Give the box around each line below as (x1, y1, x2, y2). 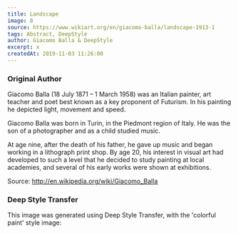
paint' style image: (7, 218, 62, 227)
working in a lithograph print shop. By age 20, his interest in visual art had (7, 148, 224, 157)
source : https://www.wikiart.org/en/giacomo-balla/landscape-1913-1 (7, 24, 215, 31)
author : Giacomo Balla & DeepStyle (7, 37, 113, 44)
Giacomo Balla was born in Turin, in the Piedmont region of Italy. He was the (7, 119, 231, 128)
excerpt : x (7, 44, 40, 51)
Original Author (7, 73, 62, 83)
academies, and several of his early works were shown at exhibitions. (7, 163, 212, 172)
